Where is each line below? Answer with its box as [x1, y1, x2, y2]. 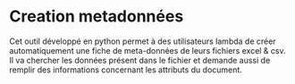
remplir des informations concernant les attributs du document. [9, 64, 243, 75]
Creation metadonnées [9, 6, 184, 27]
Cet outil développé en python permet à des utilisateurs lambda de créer [9, 36, 276, 46]
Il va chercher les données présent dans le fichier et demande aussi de [9, 55, 271, 65]
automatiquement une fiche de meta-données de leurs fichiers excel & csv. [9, 45, 286, 55]
